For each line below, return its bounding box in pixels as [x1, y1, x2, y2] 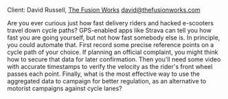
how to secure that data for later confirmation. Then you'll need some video [7, 55, 221, 63]
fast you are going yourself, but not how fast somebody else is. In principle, [7, 33, 220, 42]
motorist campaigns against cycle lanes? [7, 85, 122, 92]
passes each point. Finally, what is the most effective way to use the [7, 70, 201, 78]
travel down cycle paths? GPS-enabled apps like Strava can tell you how [7, 27, 212, 34]
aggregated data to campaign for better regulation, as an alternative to [7, 77, 207, 85]
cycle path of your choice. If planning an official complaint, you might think [7, 48, 218, 56]
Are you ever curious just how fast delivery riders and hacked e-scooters [7, 19, 214, 27]
